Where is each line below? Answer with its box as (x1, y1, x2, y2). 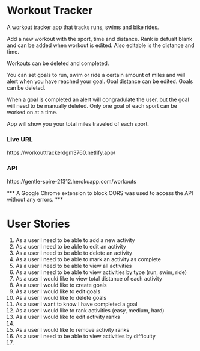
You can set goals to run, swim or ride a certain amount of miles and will (7, 71, 186, 78)
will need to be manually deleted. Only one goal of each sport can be (7, 102, 178, 109)
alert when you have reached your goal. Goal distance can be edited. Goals (7, 78, 193, 85)
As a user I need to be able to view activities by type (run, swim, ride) (15, 269, 187, 276)
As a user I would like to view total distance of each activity (15, 275, 163, 282)
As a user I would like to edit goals (15, 288, 101, 295)
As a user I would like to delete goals (15, 294, 107, 302)
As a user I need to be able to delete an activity (15, 249, 133, 256)
